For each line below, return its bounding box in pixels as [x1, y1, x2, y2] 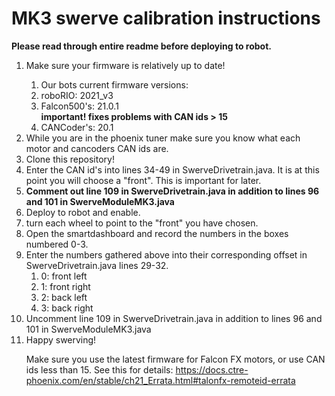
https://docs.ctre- [175, 363, 249, 376]
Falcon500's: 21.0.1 [40, 100, 119, 112]
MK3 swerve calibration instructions [11, 7, 321, 30]
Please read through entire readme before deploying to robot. [11, 40, 273, 52]
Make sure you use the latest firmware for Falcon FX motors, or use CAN [25, 353, 326, 365]
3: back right [40, 302, 94, 314]
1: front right [40, 280, 91, 292]
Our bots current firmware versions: [40, 78, 189, 91]
